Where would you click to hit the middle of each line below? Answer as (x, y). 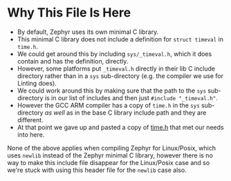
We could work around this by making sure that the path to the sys (111, 90)
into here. (31, 134)
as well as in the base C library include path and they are (126, 113)
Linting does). (37, 83)
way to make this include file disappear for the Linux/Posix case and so (109, 162)
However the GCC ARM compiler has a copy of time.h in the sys (109, 105)
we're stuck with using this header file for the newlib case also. (97, 170)
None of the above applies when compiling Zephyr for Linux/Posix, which (112, 148)
